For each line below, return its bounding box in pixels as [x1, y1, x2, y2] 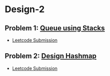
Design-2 [5, 4, 45, 15]
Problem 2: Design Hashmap [5, 52, 97, 60]
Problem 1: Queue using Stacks [5, 24, 105, 32]
